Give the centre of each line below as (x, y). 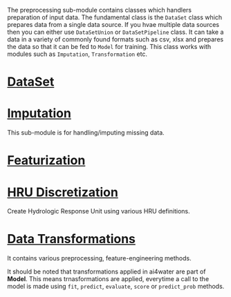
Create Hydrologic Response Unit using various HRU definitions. (99, 211)
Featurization (46, 161)
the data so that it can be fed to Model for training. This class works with (109, 47)
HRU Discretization (63, 192)
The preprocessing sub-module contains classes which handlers (100, 10)
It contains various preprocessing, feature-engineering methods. (99, 258)
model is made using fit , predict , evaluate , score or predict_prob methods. (116, 287)
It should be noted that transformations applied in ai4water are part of (107, 271)
